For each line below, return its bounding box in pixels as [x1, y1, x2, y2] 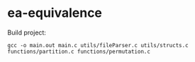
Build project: [7, 28, 46, 37]
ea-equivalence [7, 5, 103, 21]
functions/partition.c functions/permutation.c [7, 48, 151, 55]
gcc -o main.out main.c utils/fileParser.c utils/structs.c [7, 42, 189, 49]
